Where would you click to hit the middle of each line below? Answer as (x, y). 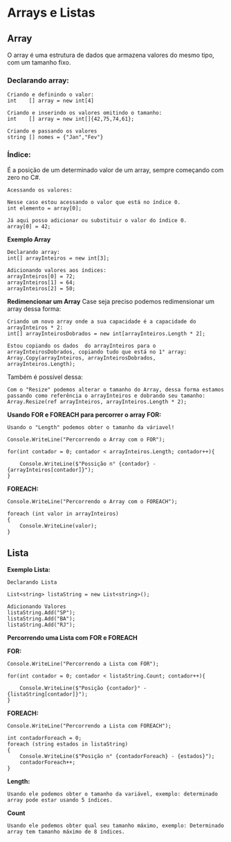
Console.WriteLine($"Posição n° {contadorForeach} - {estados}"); (117, 757)
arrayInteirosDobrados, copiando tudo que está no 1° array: (97, 352)
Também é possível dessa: (45, 377)
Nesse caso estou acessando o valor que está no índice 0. (94, 202)
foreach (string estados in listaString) (68, 744)
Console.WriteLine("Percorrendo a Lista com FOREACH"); (89, 726)
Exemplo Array (29, 239)
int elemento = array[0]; (44, 208)
